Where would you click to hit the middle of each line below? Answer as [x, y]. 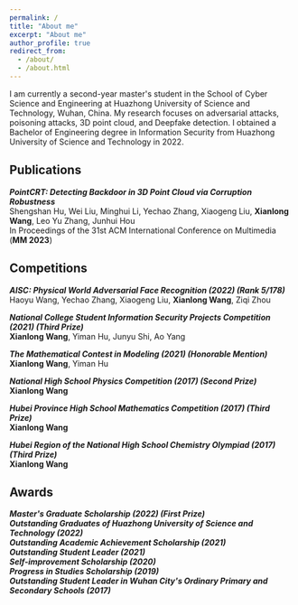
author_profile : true [50, 43]
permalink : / [34, 18]
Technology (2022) [47, 533]
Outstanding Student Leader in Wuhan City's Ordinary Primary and [139, 581]
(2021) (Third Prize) [47, 327]
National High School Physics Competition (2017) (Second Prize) [133, 381]
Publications [46, 170]
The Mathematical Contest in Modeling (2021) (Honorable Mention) [139, 354]
